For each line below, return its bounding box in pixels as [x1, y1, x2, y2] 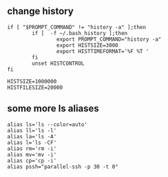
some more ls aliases [7, 103, 100, 114]
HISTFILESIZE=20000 [7, 84, 63, 91]
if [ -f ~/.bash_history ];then [32, 30, 128, 37]
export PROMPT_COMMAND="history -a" [56, 36, 162, 43]
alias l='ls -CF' [7, 139, 57, 146]
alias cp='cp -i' [7, 157, 57, 164]
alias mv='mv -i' [7, 151, 57, 158]
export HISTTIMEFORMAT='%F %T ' [56, 48, 149, 54]
